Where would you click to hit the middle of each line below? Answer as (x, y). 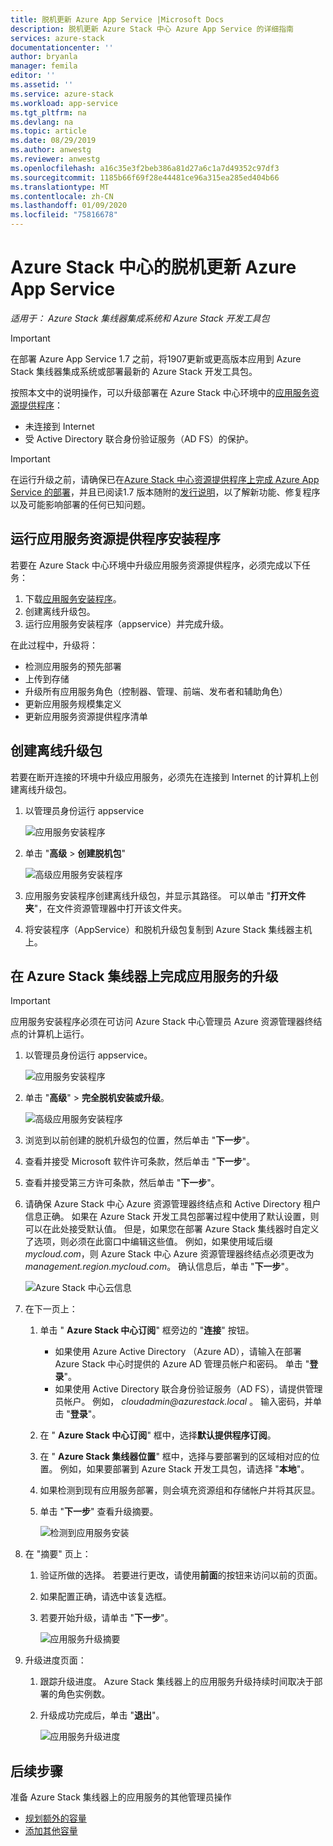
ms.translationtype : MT (60, 187)
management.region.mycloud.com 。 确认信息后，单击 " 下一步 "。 (159, 1267)
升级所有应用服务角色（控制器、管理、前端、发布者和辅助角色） (156, 691)
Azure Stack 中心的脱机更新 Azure (153, 267)
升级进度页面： (55, 1660)
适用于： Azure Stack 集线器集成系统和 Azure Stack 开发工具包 (140, 318)
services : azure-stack (57, 38)
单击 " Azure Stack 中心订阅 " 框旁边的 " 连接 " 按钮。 (147, 1330)
